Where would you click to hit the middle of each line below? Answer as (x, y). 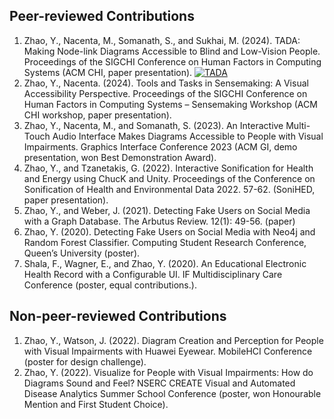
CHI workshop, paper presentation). (97, 115)
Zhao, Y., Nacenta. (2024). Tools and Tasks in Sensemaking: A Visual (166, 83)
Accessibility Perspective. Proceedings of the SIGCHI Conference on (165, 93)
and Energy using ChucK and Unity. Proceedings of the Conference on (169, 178)
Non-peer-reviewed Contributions (118, 316)
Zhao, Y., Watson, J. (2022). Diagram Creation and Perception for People (173, 340)
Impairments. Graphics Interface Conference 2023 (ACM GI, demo (160, 146)
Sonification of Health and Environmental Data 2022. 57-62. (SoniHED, (169, 189)
